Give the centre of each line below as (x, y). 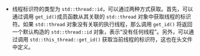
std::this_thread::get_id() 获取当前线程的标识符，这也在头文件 (111, 39)
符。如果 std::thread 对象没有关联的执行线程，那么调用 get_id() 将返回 (102, 24)
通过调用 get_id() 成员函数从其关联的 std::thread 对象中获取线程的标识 (102, 16)
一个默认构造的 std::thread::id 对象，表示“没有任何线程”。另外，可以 (100, 32)
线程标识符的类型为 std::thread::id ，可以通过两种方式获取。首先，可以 (102, 9)
